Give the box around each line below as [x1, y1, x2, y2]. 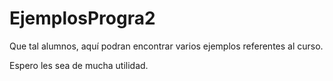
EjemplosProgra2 [9, 7, 156, 30]
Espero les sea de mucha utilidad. [9, 59, 149, 71]
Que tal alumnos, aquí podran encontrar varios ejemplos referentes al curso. [9, 40, 324, 52]
